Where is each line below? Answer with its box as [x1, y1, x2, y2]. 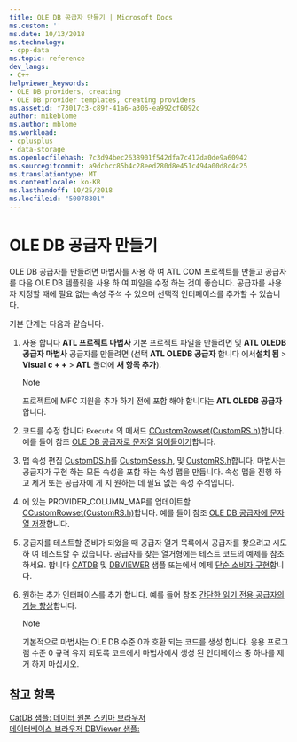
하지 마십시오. [31, 658, 80, 669]
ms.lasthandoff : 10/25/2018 [9, 186, 113, 195]
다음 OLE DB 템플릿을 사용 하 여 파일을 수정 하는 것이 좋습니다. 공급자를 [18, 277, 266, 288]
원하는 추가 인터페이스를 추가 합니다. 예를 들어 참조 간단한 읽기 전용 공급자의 [21, 589, 285, 599]
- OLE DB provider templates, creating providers [9, 95, 197, 105]
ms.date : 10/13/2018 [9, 29, 86, 38]
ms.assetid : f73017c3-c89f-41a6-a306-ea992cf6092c [9, 104, 200, 113]
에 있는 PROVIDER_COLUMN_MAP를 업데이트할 [21, 496, 191, 506]
